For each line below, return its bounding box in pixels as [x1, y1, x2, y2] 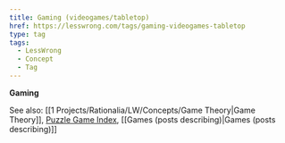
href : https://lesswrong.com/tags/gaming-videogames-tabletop [9, 21, 246, 30]
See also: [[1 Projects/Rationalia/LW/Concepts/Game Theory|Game [9, 105, 256, 115]
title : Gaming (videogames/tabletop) [9, 13, 150, 22]
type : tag [9, 29, 46, 38]
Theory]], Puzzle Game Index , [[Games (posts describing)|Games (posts [9, 114, 276, 125]
